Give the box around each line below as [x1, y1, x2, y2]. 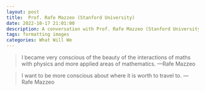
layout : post [6, 8, 40, 15]
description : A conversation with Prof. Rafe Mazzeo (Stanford [6, 25, 171, 32]
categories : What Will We [6, 37, 72, 43]
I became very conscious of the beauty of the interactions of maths [21, 54, 191, 61]
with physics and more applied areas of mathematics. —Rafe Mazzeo [21, 60, 196, 67]
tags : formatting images [6, 32, 70, 38]
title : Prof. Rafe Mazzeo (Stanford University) [6, 15, 135, 21]
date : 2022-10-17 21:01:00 [6, 20, 75, 26]
